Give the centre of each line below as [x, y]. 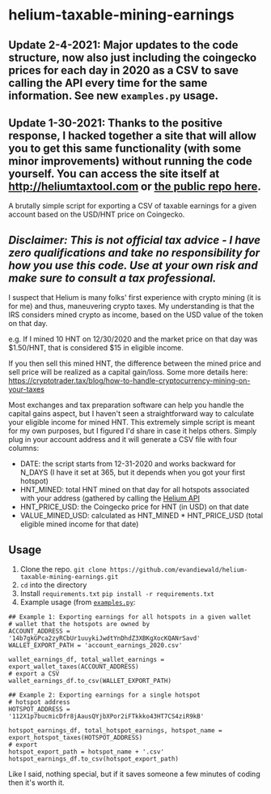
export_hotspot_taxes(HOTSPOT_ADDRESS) [76, 738]
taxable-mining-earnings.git [69, 577]
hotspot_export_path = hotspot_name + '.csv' [86, 752]
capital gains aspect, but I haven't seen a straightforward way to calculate [131, 414]
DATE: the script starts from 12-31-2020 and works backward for [128, 464]
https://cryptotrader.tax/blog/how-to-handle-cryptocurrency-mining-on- [129, 381]
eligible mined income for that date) [79, 524]
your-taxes [26, 389]
